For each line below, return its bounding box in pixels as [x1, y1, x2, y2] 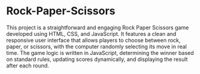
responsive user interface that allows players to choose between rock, [6, 36, 181, 44]
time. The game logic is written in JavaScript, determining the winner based [6, 49, 194, 56]
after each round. [6, 61, 49, 69]
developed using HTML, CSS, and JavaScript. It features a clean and [6, 30, 177, 37]
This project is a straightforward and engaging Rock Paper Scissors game [6, 24, 189, 31]
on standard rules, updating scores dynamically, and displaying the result [6, 55, 188, 63]
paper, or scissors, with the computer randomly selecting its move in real [6, 43, 187, 50]
